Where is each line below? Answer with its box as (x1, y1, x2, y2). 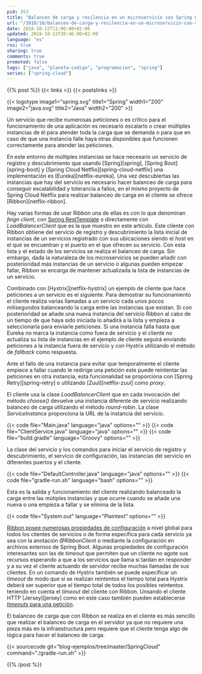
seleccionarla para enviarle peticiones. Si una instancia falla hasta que (7, 323, 180, 330)
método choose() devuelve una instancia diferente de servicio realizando (7, 397, 188, 405)
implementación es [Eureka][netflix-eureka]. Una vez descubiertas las (7, 172, 180, 180)
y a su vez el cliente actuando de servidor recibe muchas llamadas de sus (7, 562, 189, 570)
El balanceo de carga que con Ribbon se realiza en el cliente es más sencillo (7, 612, 195, 619)
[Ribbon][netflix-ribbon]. (7, 198, 67, 205)
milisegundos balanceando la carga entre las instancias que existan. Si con (7, 304, 192, 311)
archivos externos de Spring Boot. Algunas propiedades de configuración (7, 543, 189, 550)
